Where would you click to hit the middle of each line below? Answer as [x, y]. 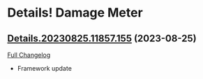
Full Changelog [29, 55]
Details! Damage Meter [75, 13]
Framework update [44, 68]
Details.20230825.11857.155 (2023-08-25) [102, 38]
